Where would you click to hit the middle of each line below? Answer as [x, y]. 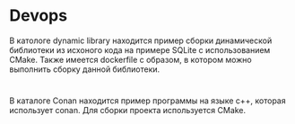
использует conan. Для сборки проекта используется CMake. [128, 111]
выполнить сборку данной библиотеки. [85, 69]
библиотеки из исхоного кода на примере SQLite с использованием [140, 49]
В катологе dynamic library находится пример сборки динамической [141, 40]
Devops [39, 16]
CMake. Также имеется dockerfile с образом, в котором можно [131, 59]
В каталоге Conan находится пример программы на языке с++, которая [147, 101]
